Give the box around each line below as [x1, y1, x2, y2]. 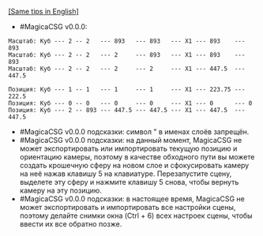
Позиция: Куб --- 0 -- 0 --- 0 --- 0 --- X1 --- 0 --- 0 [8, 99, 253, 107]
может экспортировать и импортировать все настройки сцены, [19, 203, 236, 212]
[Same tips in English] [8, 7, 79, 16]
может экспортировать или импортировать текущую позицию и [19, 144, 238, 153]
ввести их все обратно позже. [19, 219, 122, 228]
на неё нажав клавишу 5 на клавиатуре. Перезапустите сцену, [19, 169, 232, 178]
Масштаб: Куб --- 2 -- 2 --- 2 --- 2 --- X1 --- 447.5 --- [8, 65, 246, 73]
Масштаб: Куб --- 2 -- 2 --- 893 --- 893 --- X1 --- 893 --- [8, 37, 246, 45]
